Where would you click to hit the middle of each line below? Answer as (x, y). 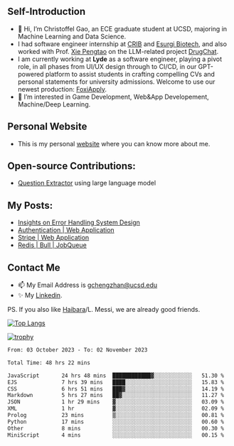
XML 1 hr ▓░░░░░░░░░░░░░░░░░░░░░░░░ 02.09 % (116, 409)
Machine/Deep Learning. (54, 104)
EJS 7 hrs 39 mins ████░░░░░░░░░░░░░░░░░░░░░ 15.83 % (116, 382)
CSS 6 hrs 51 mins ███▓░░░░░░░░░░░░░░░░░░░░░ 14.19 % (116, 389)
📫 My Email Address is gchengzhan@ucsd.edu (87, 285)
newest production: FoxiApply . (62, 89)
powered (31, 74)
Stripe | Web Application (53, 238)
